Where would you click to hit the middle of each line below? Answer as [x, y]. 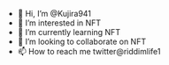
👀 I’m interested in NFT [59, 23]
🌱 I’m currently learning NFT [69, 32]
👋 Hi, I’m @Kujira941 [54, 14]
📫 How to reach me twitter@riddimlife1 [89, 51]
